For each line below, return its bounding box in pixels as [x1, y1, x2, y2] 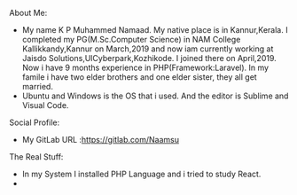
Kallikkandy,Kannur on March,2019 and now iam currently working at [21, 43, 274, 54]
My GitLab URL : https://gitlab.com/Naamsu [21, 135, 180, 144]
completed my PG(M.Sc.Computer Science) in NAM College [21, 35, 241, 44]
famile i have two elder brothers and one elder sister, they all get [21, 72, 257, 82]
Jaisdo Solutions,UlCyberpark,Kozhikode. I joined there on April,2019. [21, 53, 277, 63]
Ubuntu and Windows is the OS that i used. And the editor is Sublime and [21, 90, 289, 101]
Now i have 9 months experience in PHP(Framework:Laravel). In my [21, 62, 269, 73]
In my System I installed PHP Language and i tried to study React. [21, 168, 262, 179]
